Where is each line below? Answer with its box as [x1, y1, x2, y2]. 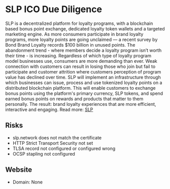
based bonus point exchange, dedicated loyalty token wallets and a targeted [5, 25, 165, 31]
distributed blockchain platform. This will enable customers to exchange [5, 85, 156, 91]
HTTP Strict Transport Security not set [12, 140, 93, 146]
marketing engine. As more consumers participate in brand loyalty [5, 31, 144, 37]
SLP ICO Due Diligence [5, 4, 103, 15]
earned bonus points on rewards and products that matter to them [5, 95, 144, 102]
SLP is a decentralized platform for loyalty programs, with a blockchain [5, 20, 153, 26]
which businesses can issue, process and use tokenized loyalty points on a [5, 80, 162, 86]
